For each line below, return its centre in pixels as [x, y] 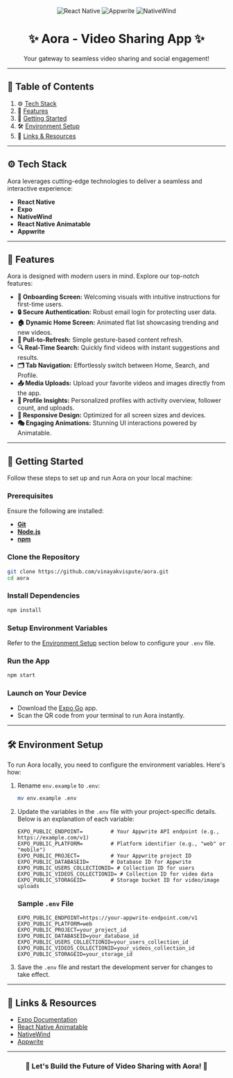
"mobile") [32, 850]
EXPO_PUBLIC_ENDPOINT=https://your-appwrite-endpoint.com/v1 [107, 918]
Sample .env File [45, 904]
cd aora [18, 578]
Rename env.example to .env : [59, 785]
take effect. [34, 975]
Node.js [29, 532]
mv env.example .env [47, 799]
